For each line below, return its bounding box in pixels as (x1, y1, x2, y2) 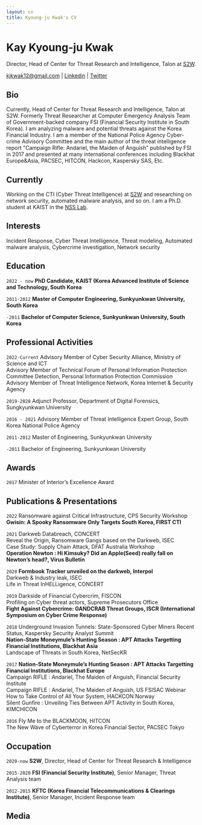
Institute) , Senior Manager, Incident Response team (6, 793, 135, 801)
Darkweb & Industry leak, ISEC (6, 574, 83, 581)
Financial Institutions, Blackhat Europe (6, 667, 105, 675)
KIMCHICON (6, 705, 37, 713)
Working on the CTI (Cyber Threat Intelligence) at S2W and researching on (6, 191, 192, 198)
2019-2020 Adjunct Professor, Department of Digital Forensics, (6, 397, 160, 404)
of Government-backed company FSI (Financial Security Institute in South (6, 118, 190, 126)
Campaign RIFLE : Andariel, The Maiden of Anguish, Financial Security (6, 673, 181, 681)
